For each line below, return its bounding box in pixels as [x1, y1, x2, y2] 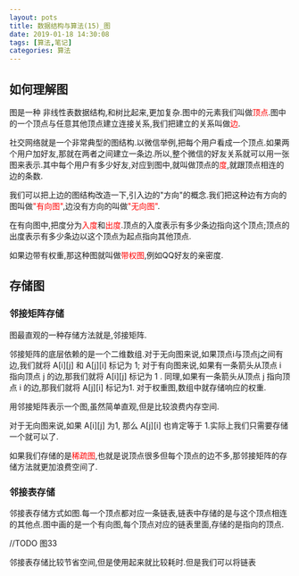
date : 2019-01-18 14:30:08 [9, 29, 110, 38]
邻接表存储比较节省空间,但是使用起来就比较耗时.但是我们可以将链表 [9, 556, 257, 567]
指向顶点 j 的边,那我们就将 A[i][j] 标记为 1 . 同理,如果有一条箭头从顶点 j [9, 371, 265, 381]
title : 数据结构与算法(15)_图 [9, 21, 112, 30]
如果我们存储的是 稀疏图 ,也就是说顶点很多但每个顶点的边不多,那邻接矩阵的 [9, 450, 280, 461]
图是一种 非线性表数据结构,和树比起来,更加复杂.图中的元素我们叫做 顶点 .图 [9, 106, 279, 117]
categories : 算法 [9, 46, 71, 55]
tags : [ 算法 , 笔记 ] [9, 38, 73, 47]
